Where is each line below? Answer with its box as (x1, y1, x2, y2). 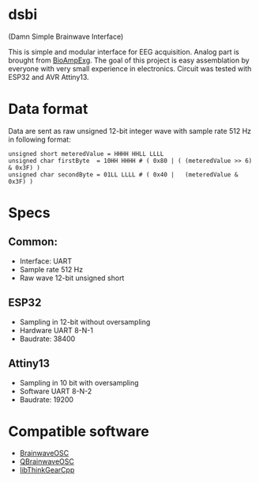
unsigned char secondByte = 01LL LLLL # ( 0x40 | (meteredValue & (8, 170, 238, 179)
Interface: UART (19, 256, 73, 266)
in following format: (8, 135, 71, 144)
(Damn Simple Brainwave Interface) (8, 32, 124, 41)
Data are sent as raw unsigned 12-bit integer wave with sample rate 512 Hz (8, 126, 252, 135)
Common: (8, 235, 58, 249)
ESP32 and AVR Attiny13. (8, 72, 89, 82)
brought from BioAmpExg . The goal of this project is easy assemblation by (8, 55, 250, 65)
